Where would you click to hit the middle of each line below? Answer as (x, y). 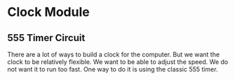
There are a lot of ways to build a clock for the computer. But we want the (113, 54)
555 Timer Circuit (46, 38)
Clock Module (48, 12)
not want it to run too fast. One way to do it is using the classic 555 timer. (113, 69)
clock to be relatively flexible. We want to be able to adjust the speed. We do (118, 62)
